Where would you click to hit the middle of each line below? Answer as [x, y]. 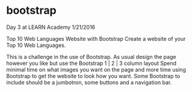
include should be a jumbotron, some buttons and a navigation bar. [89, 82]
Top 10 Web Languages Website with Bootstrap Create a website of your [96, 38]
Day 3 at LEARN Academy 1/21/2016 [51, 27]
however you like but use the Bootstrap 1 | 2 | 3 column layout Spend [91, 63]
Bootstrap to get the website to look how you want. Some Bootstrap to [93, 76]
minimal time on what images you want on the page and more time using [96, 69]
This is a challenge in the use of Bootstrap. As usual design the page [91, 57]
